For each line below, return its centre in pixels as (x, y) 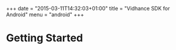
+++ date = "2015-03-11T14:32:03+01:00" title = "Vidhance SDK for (88, 8)
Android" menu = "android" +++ (45, 15)
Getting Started (45, 38)
